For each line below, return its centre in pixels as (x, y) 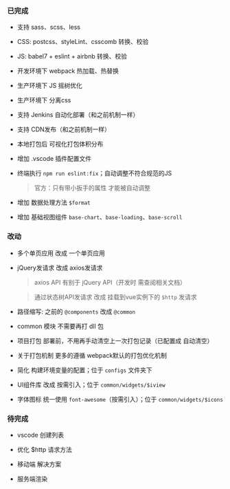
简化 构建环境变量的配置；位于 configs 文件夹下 (84, 370)
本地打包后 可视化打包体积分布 (60, 144)
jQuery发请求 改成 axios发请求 (60, 268)
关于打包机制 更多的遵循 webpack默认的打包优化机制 (92, 355)
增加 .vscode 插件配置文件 (54, 159)
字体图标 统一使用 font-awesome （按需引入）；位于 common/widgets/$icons (120, 399)
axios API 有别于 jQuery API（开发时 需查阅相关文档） (110, 282)
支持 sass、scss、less (49, 27)
